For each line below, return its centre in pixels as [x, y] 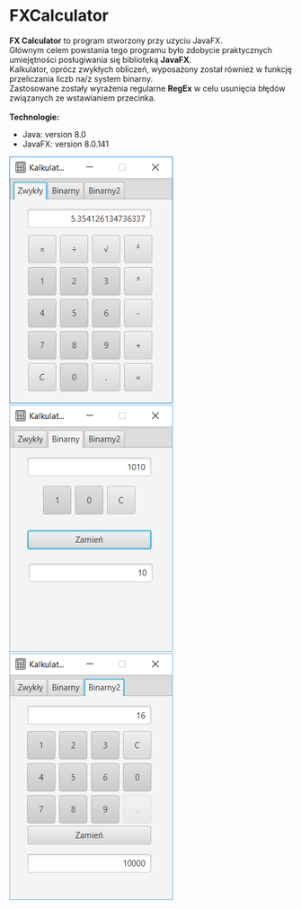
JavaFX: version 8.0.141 [66, 144]
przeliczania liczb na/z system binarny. [81, 78]
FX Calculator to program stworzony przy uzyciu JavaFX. [116, 40]
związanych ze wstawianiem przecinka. [83, 98]
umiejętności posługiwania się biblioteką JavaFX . [101, 59]
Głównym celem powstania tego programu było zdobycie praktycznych [141, 49]
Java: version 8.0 [54, 134]
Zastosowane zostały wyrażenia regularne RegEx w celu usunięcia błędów [147, 88]
